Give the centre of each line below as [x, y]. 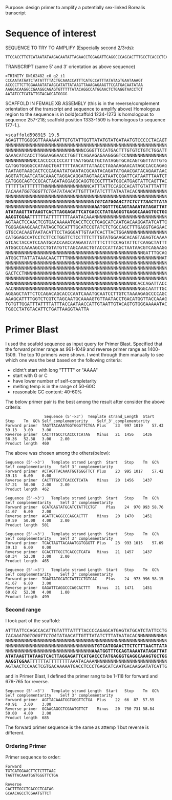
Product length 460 [27, 443]
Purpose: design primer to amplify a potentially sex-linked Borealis [75, 7]
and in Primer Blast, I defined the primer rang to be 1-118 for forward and [81, 676]
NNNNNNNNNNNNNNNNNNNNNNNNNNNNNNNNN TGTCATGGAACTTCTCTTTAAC [80, 201]
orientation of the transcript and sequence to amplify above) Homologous [83, 109]
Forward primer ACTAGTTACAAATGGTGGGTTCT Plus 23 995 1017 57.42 [84, 471]
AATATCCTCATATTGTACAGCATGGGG [36, 94]
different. [15, 733]
